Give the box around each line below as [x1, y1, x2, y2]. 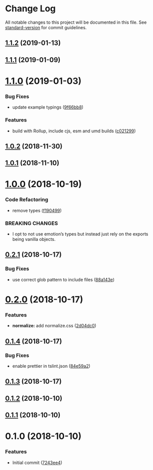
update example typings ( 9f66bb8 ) [12, 104, 84, 110]
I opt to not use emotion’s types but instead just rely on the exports [12, 231, 149, 237]
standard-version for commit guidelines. [5, 24, 87, 30]
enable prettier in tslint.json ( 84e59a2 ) [12, 363, 90, 369]
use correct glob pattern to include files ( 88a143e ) [12, 276, 115, 282]
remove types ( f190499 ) [12, 207, 62, 213]
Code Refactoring [5, 196, 48, 203]
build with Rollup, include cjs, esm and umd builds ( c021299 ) [12, 128, 136, 134]
